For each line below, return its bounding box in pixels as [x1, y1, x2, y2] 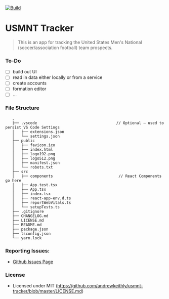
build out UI [12, 69, 37, 75]
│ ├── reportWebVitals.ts [12, 200, 71, 205]
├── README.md [12, 222, 42, 227]
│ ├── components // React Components [12, 174, 162, 179]
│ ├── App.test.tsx [12, 182, 58, 187]
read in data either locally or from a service [12, 74, 103, 80]
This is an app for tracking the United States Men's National [17, 39, 142, 45]
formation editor [12, 86, 47, 92]
